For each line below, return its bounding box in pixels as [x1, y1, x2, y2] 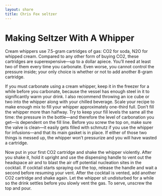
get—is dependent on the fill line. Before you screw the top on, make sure [5, 120, 152, 125]
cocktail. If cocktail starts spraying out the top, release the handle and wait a [5, 165, 157, 171]
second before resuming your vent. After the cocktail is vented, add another [5, 170, 156, 176]
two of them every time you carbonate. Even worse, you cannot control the [5, 64, 155, 70]
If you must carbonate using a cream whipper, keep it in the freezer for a [5, 83, 149, 90]
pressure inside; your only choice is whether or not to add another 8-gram [5, 69, 153, 75]
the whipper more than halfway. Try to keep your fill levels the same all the [5, 109, 153, 115]
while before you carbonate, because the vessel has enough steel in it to [5, 89, 150, 94]
